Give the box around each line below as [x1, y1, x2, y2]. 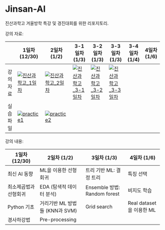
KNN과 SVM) [47, 207, 77, 214]
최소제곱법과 [7, 183, 35, 190]
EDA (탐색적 [39, 183, 67, 190]
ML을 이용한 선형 [39, 167, 77, 174]
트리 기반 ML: [85, 167, 115, 174]
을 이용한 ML [127, 206, 156, 213]
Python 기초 [7, 204, 34, 210]
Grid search [85, 203, 113, 210]
